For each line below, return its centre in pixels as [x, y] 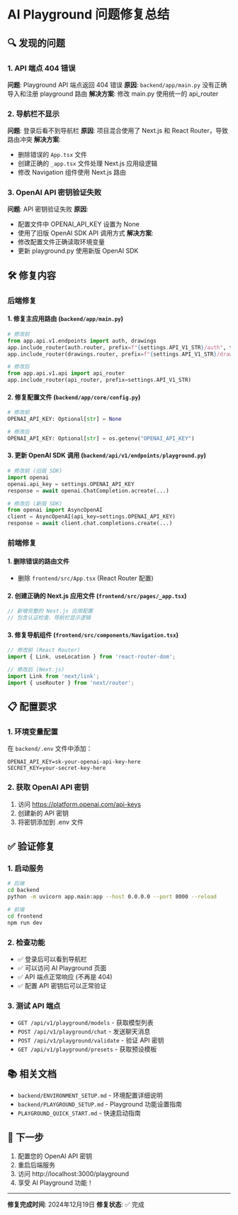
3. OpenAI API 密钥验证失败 [55, 192]
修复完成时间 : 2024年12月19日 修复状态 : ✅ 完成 [76, 1204]
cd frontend [25, 916]
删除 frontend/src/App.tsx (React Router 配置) [85, 578]
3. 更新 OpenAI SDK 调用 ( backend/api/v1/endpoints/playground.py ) [107, 456]
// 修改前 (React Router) [44, 650]
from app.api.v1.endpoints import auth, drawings [82, 341]
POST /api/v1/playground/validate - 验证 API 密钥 [91, 1040]
